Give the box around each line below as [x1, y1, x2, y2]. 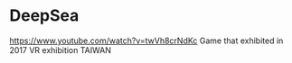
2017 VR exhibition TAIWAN [9, 44, 111, 55]
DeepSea [9, 5, 80, 26]
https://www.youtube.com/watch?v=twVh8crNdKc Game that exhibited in [9, 35, 284, 46]
